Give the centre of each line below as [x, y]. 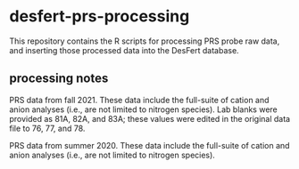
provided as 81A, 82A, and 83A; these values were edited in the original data [150, 118]
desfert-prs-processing [100, 16]
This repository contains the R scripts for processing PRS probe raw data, [145, 41]
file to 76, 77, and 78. [47, 128]
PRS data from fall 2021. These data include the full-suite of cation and [139, 100]
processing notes [59, 79]
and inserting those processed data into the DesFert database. [124, 50]
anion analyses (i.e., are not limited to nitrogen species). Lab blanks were [144, 109]
